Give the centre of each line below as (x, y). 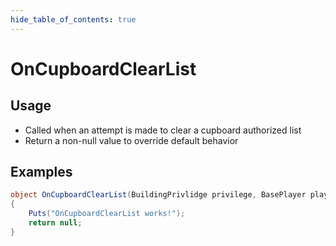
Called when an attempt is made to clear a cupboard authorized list (163, 130)
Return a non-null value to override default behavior (131, 140)
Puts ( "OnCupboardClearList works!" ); (107, 214)
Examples (41, 172)
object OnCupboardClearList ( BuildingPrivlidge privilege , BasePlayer (158, 195)
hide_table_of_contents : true (73, 19)
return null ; (55, 223)
